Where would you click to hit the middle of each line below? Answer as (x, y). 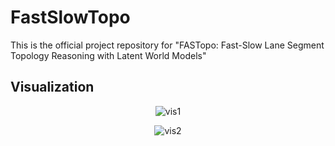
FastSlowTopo (70, 17)
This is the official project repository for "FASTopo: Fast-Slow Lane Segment (167, 45)
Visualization (52, 87)
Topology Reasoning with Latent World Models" (108, 55)
